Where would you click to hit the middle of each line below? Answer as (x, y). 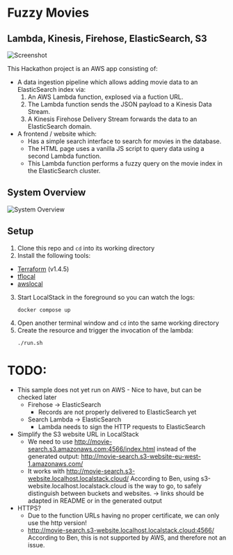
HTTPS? (29, 508)
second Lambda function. (64, 156)
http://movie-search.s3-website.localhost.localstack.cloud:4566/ (121, 530)
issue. (36, 545)
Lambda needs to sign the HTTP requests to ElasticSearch (122, 426)
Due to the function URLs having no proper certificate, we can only (123, 515)
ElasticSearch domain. (59, 126)
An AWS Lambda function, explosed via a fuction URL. (105, 97)
